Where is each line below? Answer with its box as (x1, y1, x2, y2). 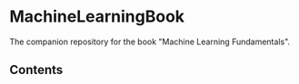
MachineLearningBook (9, 6, 184, 27)
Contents (9, 62, 64, 78)
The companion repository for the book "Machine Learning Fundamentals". (9, 36, 291, 47)
